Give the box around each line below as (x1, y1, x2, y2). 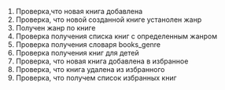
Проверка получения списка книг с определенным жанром (15, 31, 218, 41)
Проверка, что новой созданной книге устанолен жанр (15, 15, 202, 24)
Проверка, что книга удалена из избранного (15, 65, 165, 74)
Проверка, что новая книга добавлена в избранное (15, 56, 189, 66)
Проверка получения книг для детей (15, 49, 139, 57)
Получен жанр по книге (15, 23, 96, 32)
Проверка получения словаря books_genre (15, 40, 161, 49)
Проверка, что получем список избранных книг (15, 74, 177, 82)
